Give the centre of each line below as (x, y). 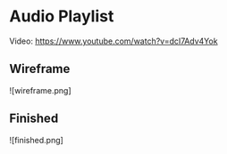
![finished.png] (37, 140)
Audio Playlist (62, 16)
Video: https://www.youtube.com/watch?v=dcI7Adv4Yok (113, 41)
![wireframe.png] (40, 90)
